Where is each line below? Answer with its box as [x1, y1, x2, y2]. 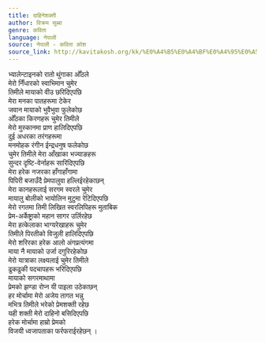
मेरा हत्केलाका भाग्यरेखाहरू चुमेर [8, 220, 87, 229]
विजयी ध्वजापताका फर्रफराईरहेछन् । [8, 326, 98, 335]
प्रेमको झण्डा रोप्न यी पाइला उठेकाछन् [8, 282, 98, 291]
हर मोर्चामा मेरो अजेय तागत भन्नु [8, 291, 84, 300]
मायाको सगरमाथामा [8, 273, 55, 282]
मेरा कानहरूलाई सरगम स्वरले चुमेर [8, 185, 93, 194]
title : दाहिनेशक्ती [8, 11, 57, 20]
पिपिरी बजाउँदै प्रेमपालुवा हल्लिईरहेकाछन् [8, 176, 104, 185]
